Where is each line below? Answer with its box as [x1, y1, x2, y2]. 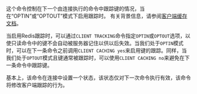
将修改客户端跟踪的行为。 [6, 82, 68, 88]
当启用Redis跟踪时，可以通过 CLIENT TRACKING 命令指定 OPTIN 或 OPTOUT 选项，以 [6, 32, 191, 39]
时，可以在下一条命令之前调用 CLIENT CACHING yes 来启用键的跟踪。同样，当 [6, 47, 187, 54]
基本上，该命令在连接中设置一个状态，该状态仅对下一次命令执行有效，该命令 [6, 74, 191, 81]
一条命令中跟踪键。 [6, 62, 53, 69]
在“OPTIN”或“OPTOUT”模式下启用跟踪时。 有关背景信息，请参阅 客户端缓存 [6, 12, 188, 19]
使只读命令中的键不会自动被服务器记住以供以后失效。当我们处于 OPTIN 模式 [6, 40, 184, 46]
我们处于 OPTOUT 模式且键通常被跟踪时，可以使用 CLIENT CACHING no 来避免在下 [6, 55, 190, 61]
